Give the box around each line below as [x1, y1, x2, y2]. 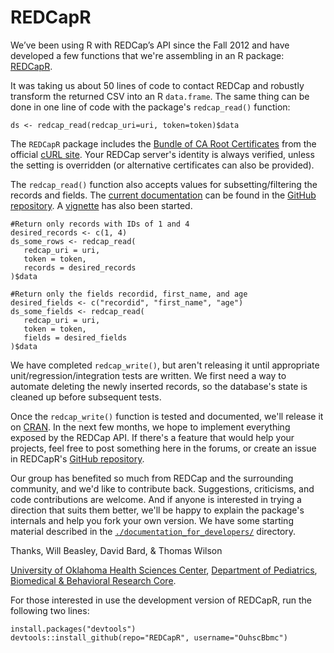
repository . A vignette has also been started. [10, 199, 193, 211]
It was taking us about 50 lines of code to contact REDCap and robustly [10, 79, 305, 91]
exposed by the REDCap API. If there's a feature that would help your [10, 431, 295, 443]
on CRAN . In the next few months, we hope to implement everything [10, 421, 291, 433]
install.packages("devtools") [10, 624, 137, 634]
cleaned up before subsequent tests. [10, 391, 162, 403]
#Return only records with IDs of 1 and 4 [10, 219, 190, 229]
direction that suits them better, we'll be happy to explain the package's [10, 504, 305, 516]
